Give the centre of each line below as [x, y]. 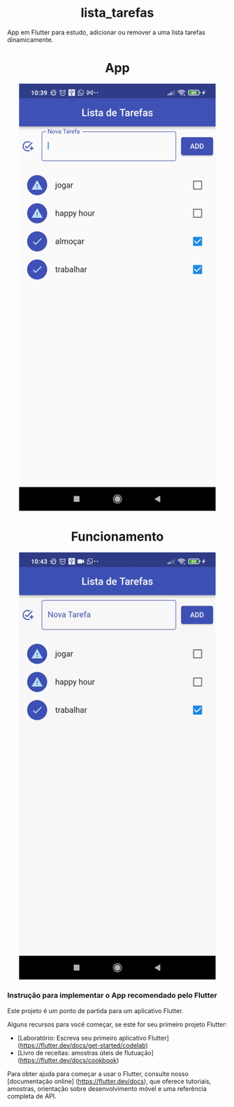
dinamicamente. [30, 39]
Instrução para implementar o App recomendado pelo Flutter [112, 996]
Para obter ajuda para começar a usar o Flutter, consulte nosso [98, 1073]
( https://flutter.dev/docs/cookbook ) [68, 1060]
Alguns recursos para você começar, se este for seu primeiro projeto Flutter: [117, 1024]
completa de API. [32, 1096]
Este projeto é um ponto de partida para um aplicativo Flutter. [95, 1010]
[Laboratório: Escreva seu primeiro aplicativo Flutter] [93, 1038]
